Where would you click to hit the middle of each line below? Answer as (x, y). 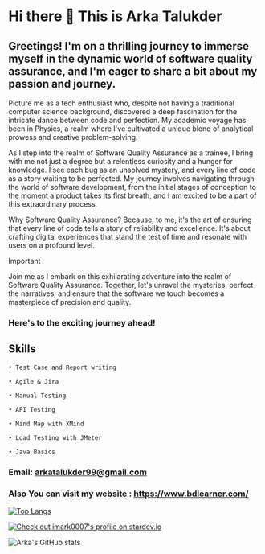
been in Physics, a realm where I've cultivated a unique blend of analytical (131, 129)
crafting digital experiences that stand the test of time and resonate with (128, 237)
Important (24, 261)
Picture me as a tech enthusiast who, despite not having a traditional (121, 103)
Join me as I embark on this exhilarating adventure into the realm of (120, 276)
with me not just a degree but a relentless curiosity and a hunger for (120, 161)
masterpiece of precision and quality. (70, 302)
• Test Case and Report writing (62, 367)
